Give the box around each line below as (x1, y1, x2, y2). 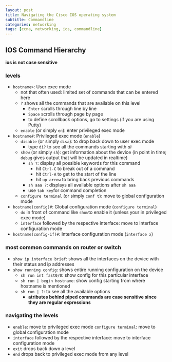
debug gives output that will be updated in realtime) (20, 155, 128, 161)
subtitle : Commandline (5, 17, 54, 22)
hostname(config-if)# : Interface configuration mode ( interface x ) (12, 231, 154, 237)
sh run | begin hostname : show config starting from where (20, 277, 145, 283)
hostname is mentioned (20, 283, 70, 289)
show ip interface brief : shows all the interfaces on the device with (12, 255, 159, 262)
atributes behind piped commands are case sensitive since (28, 294, 157, 300)
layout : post (5, 7, 33, 13)
